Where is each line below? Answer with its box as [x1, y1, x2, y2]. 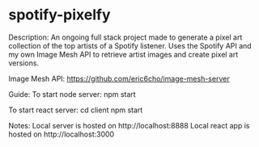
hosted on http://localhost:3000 [8, 129, 115, 139]
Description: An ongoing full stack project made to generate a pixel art [8, 32, 243, 42]
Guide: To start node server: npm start [8, 89, 136, 99]
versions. [8, 58, 39, 68]
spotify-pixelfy [8, 6, 111, 24]
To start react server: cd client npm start [8, 105, 143, 115]
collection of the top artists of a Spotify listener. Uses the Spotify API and [8, 40, 253, 50]
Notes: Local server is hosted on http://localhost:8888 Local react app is [8, 120, 250, 130]
